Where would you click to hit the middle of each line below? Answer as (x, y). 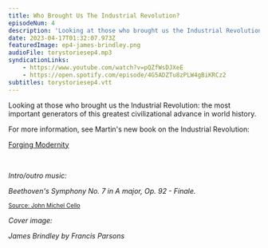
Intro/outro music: (38, 175)
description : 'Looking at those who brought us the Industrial (116, 30)
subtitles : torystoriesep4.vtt (60, 82)
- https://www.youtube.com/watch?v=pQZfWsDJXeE (103, 68)
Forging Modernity (39, 144)
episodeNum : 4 (32, 23)
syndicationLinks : (39, 61)
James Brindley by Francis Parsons (67, 235)
